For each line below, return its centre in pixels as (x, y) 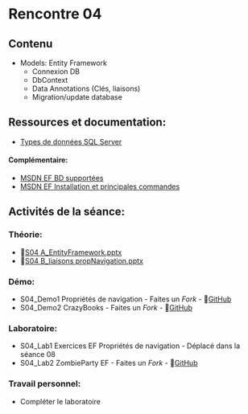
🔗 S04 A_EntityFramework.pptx (71, 252)
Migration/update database (77, 97)
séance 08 (38, 355)
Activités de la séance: (67, 212)
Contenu (31, 44)
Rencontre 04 (55, 14)
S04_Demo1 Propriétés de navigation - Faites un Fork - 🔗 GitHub (126, 299)
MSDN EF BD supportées (62, 178)
